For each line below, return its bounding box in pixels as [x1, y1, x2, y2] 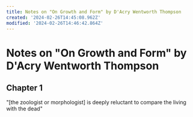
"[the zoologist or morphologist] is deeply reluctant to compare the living [6, 99, 186, 106]
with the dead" [6, 105, 43, 112]
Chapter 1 [6, 83, 43, 93]
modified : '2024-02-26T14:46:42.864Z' [6, 20, 103, 26]
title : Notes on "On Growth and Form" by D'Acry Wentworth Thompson [6, 8, 182, 15]
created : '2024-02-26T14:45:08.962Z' [6, 14, 101, 21]
